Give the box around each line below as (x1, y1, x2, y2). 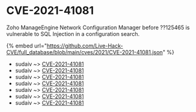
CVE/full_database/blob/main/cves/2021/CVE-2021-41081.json (6, 48, 163, 55)
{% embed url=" (6, 42, 47, 49)
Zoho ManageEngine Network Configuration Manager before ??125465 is (6, 24, 190, 31)
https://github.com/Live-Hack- (46, 42, 124, 49)
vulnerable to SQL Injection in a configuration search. (6, 30, 140, 37)
